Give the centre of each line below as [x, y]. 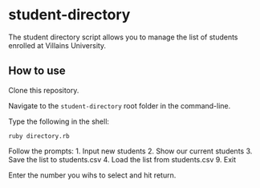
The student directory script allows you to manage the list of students [123, 37]
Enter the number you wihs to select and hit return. [92, 175]
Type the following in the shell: [59, 121]
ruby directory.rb [39, 136]
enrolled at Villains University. [57, 45]
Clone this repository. [44, 90]
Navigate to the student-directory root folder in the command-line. [120, 105]
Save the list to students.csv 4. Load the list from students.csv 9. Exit [122, 159]
